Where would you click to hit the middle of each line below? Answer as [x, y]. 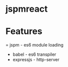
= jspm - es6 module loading [34, 45]
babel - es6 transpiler [34, 54]
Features [24, 32]
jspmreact [27, 9]
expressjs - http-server [36, 60]
